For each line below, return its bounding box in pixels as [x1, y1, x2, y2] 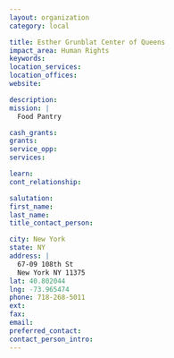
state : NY [9, 243, 46, 252]
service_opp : [9, 145, 58, 154]
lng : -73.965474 [9, 285, 70, 294]
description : [9, 95, 58, 104]
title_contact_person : [9, 218, 94, 228]
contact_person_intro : [9, 335, 94, 344]
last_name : [9, 210, 50, 219]
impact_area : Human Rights [9, 46, 110, 55]
